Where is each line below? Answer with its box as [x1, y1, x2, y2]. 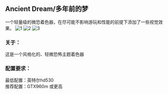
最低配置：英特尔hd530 [5, 77, 54, 83]
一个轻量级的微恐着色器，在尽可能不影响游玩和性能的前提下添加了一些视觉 [5, 19, 158, 25]
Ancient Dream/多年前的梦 [5, 4, 88, 13]
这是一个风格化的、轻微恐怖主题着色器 [5, 51, 84, 57]
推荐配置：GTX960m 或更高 [5, 83, 63, 89]
